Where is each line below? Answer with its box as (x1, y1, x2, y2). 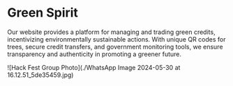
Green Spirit (7, 5, 79, 21)
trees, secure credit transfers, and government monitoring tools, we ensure (7, 42, 223, 51)
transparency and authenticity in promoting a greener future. (7, 50, 182, 58)
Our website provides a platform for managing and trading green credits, (7, 28, 216, 36)
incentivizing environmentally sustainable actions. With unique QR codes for (7, 35, 226, 43)
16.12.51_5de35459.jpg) (7, 71, 74, 79)
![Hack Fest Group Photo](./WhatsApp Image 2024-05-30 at (7, 63, 181, 71)
